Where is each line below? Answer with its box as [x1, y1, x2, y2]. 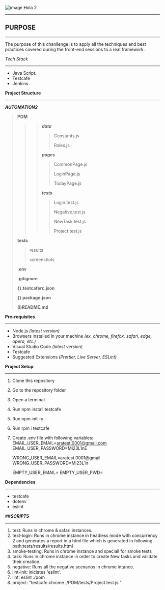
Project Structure [5, 90, 41, 96]
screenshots [29, 256, 55, 263]
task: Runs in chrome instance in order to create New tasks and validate [12, 553, 158, 559]
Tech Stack [5, 56, 28, 61]
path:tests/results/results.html [12, 543, 73, 549]
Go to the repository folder [12, 387, 66, 393]
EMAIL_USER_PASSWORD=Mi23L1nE [12, 445, 87, 451]
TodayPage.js [54, 180, 82, 186]
